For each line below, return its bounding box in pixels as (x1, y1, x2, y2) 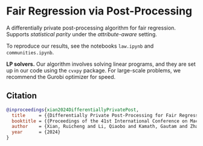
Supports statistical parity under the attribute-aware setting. (6, 30, 157, 37)
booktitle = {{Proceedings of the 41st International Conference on (11, 118, 188, 124)
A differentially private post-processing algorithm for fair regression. (6, 24, 176, 31)
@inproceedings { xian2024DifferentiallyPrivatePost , (6, 107, 139, 113)
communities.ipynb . (6, 48, 54, 56)
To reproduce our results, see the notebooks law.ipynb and (6, 42, 154, 49)
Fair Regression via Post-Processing (6, 4, 193, 18)
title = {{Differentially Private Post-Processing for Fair (11, 112, 177, 118)
